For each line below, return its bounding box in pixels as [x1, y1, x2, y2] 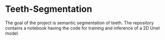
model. [5, 30, 19, 36]
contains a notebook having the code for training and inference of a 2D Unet [5, 25, 160, 31]
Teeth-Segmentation [5, 3, 93, 15]
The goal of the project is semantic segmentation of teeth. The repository [5, 20, 154, 26]
